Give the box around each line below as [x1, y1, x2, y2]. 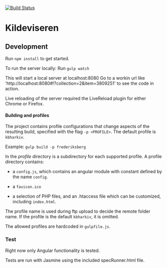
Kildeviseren [5, 23, 59, 34]
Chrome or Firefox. [5, 101, 44, 106]
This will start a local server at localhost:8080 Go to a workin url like [5, 75, 145, 81]
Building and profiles [5, 112, 49, 118]
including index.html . [12, 199, 56, 205]
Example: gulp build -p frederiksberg [5, 144, 86, 150]
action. [5, 86, 19, 91]
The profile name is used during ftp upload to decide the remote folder [5, 208, 150, 214]
